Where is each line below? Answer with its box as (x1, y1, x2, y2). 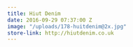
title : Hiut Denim (7, 10, 61, 17)
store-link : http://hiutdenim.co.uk (7, 29, 114, 37)
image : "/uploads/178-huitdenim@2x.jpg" (7, 23, 127, 30)
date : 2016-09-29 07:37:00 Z (7, 17, 92, 23)
